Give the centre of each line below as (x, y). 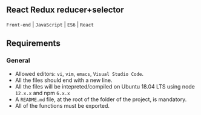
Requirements (33, 44)
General (18, 61)
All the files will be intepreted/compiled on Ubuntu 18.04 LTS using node (105, 86)
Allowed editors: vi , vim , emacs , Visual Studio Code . (79, 73)
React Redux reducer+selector (65, 10)
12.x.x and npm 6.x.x (43, 93)
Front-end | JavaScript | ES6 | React (50, 24)
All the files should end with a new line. (64, 80)
